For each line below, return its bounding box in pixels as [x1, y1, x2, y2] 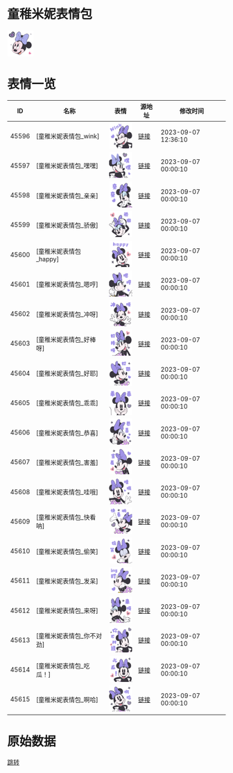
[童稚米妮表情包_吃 [35, 661, 90, 669]
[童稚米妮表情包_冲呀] [35, 310, 98, 318]
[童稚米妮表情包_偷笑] [35, 547, 98, 555]
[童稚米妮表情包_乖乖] [35, 399, 98, 407]
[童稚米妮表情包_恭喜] [35, 428, 98, 437]
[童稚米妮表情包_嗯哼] [35, 280, 98, 288]
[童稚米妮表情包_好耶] [35, 369, 98, 377]
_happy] [35, 254, 60, 263]
